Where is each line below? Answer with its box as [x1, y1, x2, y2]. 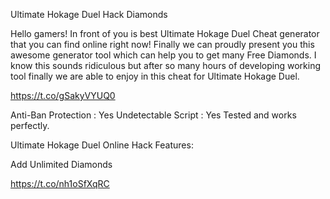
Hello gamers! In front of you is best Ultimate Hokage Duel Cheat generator [10, 28, 320, 39]
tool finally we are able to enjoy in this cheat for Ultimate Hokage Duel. [10, 70, 300, 82]
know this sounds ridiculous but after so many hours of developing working [10, 60, 322, 71]
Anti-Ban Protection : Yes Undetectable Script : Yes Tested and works [10, 109, 297, 121]
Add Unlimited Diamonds [10, 159, 113, 170]
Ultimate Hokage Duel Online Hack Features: [10, 139, 194, 151]
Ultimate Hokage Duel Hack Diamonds [10, 9, 168, 20]
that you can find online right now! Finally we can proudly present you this [10, 39, 315, 50]
